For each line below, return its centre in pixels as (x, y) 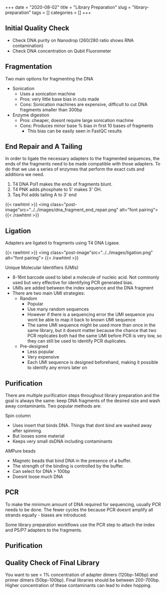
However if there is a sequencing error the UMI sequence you (91, 314)
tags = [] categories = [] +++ (62, 12)
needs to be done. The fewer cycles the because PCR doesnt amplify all (79, 509)
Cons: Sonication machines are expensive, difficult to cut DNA (84, 104)
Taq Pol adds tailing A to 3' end (44, 195)
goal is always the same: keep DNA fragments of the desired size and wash (83, 401)
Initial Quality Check (37, 28)
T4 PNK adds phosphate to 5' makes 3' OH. (57, 189)
